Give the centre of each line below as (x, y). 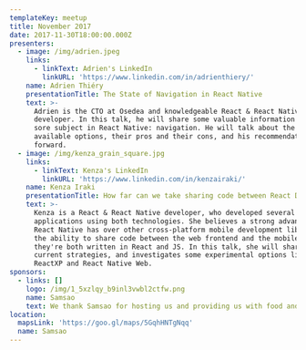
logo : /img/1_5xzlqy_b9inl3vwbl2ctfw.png (105, 289)
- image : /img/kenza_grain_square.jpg (92, 153)
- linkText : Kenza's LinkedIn (91, 170)
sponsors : (28, 273)
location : (28, 314)
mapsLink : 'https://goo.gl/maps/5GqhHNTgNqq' (106, 323)
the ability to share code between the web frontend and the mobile (166, 238)
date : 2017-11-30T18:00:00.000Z (71, 35)
